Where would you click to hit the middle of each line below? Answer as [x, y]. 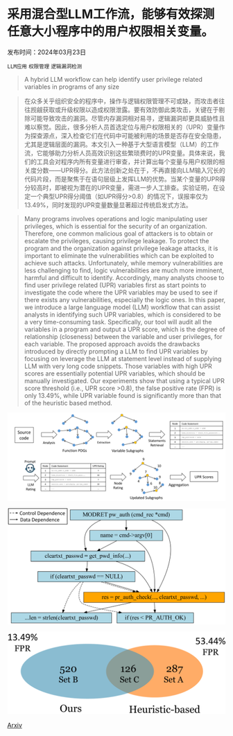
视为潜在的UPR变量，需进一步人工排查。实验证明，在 [143, 187]
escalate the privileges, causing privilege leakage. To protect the [116, 240]
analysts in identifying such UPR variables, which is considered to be [122, 314]
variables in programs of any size [72, 87]
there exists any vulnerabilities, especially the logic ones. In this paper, [125, 299]
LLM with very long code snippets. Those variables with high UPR [118, 366]
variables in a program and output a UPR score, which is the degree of [124, 329]
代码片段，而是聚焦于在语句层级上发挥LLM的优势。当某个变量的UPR [122, 179]
